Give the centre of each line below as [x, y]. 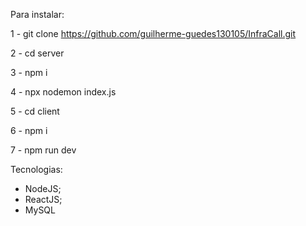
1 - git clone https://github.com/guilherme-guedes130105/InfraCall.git [153, 33]
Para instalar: [37, 14]
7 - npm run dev [43, 150]
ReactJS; [43, 199]
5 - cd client [35, 111]
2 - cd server [37, 53]
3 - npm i [29, 72]
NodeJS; [43, 188]
